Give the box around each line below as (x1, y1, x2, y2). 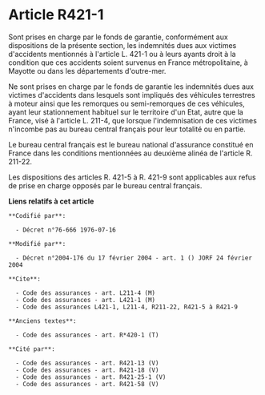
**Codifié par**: (8, 212, 66, 220)
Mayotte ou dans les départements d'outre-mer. (8, 66, 167, 75)
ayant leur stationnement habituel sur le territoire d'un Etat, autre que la (8, 107, 244, 117)
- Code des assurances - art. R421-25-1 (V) (15, 373, 167, 381)
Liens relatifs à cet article (8, 196, 94, 206)
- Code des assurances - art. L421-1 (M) (15, 296, 156, 304)
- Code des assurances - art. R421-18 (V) (15, 366, 159, 374)
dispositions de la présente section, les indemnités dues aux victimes (8, 40, 237, 50)
